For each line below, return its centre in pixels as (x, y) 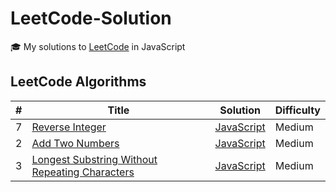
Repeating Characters (83, 172)
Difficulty (297, 110)
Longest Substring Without (94, 159)
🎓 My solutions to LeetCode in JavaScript (98, 46)
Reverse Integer (69, 127)
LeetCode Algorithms (78, 82)
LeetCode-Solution (91, 18)
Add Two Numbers (75, 143)
